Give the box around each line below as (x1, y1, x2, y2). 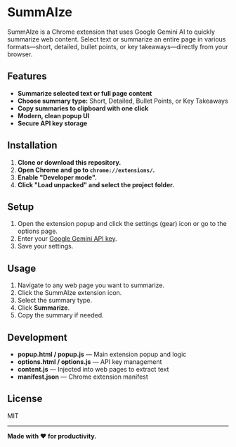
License (7, 393, 43, 405)
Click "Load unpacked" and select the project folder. (17, 180, 175, 189)
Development (7, 332, 68, 344)
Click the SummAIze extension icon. (17, 289, 122, 297)
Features (7, 70, 47, 82)
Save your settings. (17, 242, 74, 251)
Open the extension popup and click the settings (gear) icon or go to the (17, 220, 227, 228)
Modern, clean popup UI (17, 111, 90, 120)
